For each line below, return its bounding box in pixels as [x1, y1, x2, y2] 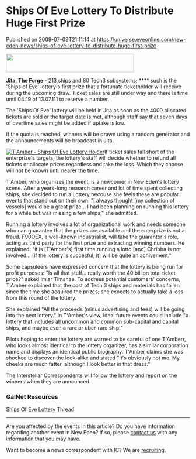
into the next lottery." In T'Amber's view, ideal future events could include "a [6, 311, 188, 318]
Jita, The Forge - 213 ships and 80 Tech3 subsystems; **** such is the [6, 77, 177, 84]
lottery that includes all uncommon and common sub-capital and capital [6, 318, 179, 325]
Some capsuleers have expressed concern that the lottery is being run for [6, 263, 184, 270]
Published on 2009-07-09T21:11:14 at [6, 36, 96, 43]
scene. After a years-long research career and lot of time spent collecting [6, 184, 183, 191]
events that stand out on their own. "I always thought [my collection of [6, 197, 175, 204]
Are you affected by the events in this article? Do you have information [6, 423, 175, 430]
